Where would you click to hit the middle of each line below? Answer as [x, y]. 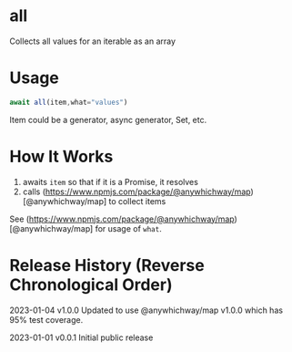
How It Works [61, 156]
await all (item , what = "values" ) [69, 102]
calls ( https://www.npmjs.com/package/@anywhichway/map [136, 192]
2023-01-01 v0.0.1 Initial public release [81, 337]
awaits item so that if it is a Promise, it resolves [110, 181]
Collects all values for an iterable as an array [92, 41]
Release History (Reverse [107, 265]
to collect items [137, 201]
